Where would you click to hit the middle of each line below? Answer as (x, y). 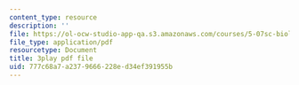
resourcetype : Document (53, 50)
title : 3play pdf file (51, 58)
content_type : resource (53, 17)
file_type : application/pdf (61, 42)
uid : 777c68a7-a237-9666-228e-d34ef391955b (91, 67)
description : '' (39, 26)
